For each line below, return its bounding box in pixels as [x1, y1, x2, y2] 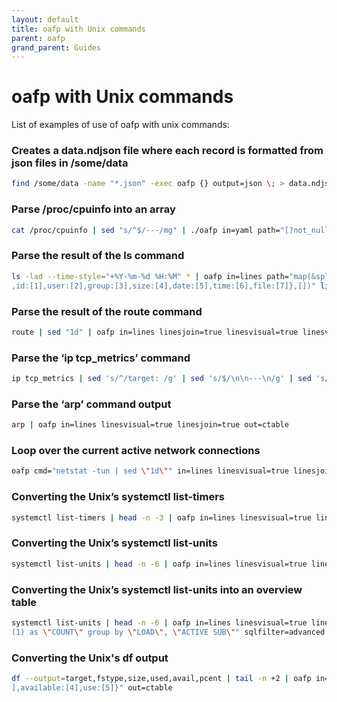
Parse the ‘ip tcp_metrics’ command [11, 351, 191, 365]
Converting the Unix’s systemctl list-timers [11, 490, 225, 504]
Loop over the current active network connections [11, 444, 261, 458]
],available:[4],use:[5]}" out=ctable [11, 682, 173, 693]
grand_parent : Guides [11, 42, 102, 53]
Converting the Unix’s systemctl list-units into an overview [11, 582, 303, 596]
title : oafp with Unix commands [11, 24, 146, 34]
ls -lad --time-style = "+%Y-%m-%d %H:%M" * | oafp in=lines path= [11, 271, 289, 281]
